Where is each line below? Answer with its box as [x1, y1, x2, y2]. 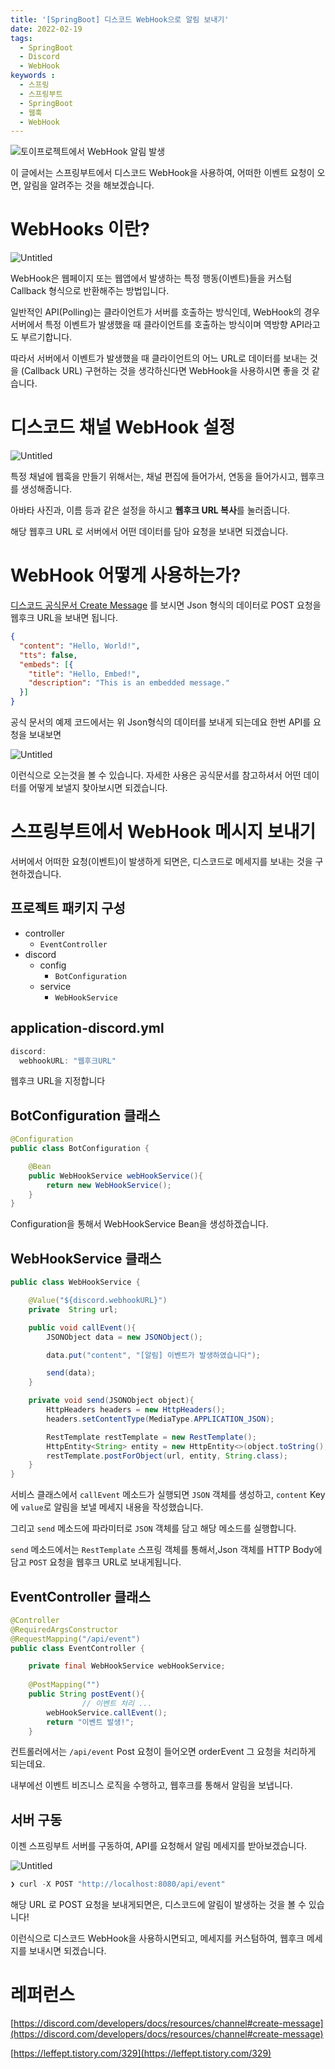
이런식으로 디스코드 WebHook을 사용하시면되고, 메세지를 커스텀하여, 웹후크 [10, 1932, 305, 1945]
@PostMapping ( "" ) [28, 1680, 101, 1690]
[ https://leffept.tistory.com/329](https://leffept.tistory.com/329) [10, 2047, 272, 2060]
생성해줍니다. [20, 483, 73, 495]
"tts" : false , [19, 650, 78, 660]
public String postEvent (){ [28, 1689, 145, 1700]
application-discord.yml [10, 1020, 165, 1037]
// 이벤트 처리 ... [81, 1698, 153, 1708]
